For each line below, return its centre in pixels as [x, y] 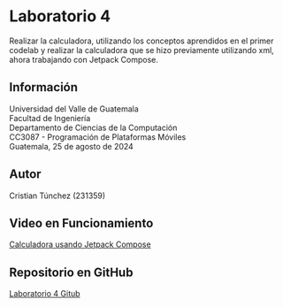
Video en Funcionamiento [81, 223]
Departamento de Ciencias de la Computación [93, 127]
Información [43, 87]
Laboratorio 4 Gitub [45, 294]
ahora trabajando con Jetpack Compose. [84, 59]
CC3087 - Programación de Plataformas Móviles [98, 137]
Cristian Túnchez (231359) [57, 196]
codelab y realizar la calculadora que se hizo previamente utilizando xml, [141, 50]
